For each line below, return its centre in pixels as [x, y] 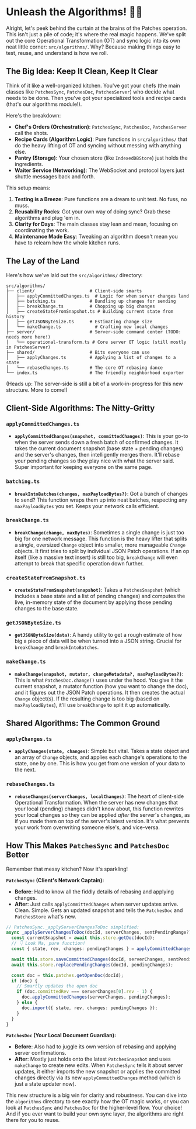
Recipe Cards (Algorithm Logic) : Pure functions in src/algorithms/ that [101, 139]
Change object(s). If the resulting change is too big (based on [87, 699]
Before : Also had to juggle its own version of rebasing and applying [95, 1047]
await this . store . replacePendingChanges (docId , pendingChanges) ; [92, 965]
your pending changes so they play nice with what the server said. [94, 461]
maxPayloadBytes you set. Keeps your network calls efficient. [87, 506]
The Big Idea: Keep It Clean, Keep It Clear [82, 72]
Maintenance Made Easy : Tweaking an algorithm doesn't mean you [96, 236]
